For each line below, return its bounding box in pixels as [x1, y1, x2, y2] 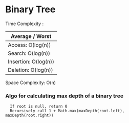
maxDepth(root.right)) [5, 113, 54, 118]
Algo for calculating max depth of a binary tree [5, 92, 124, 99]
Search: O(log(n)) [8, 50, 50, 57]
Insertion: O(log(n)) [8, 58, 55, 65]
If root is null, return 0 [10, 104, 68, 109]
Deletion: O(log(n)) [8, 66, 53, 73]
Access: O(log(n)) [8, 41, 51, 48]
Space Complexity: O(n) [5, 79, 56, 86]
